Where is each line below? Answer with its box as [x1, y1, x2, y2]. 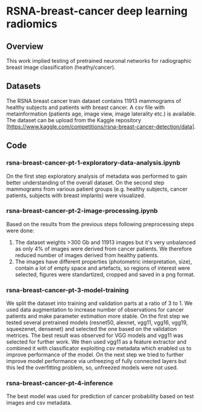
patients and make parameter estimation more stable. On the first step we [6, 313, 189, 320]
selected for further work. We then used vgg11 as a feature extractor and [6, 338, 187, 345]
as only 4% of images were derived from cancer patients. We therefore [14, 245, 192, 252]
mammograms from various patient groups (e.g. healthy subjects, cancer [6, 185, 188, 192]
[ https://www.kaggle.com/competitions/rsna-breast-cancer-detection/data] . [6, 123, 196, 130]
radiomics [6, 17, 57, 31]
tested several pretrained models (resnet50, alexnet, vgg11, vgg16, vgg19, [6, 319, 188, 326]
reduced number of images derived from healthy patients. [14, 251, 159, 258]
